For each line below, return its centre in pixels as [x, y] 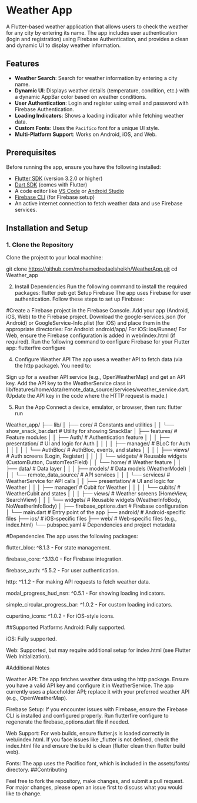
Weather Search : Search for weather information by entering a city [96, 78]
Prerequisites [31, 153]
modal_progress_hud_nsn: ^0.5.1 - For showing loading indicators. [86, 593]
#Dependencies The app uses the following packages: [72, 537]
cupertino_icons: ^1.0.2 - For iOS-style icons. [60, 616]
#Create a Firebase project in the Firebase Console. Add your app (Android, [98, 311]
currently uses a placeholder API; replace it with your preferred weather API [98, 692]
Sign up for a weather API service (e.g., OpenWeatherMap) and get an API [96, 377]
